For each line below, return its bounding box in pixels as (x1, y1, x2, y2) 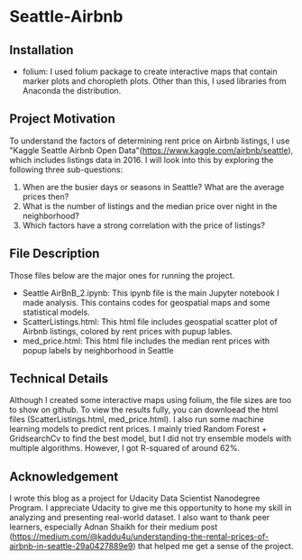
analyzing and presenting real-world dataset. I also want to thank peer (9, 512, 270, 523)
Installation (9, 42, 74, 58)
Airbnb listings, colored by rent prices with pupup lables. (22, 326, 233, 336)
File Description (9, 246, 100, 262)
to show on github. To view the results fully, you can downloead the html (9, 404, 279, 416)
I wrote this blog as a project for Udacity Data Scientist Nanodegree (9, 493, 261, 504)
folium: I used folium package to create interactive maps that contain (22, 66, 278, 77)
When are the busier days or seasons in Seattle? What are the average (22, 181, 285, 192)
